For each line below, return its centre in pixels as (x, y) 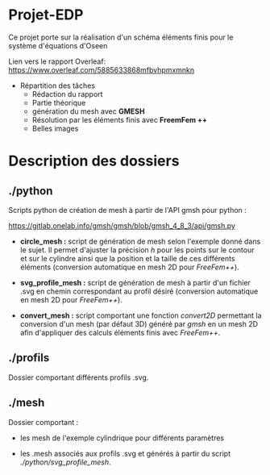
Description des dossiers (94, 161)
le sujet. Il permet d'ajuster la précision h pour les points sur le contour (137, 250)
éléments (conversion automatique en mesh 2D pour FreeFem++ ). (129, 267)
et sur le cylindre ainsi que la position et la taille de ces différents (127, 258)
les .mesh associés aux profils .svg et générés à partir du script (125, 453)
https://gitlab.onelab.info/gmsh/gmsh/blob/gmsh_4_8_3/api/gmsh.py (122, 225)
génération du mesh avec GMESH (88, 111)
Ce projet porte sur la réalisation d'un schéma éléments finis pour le (121, 37)
